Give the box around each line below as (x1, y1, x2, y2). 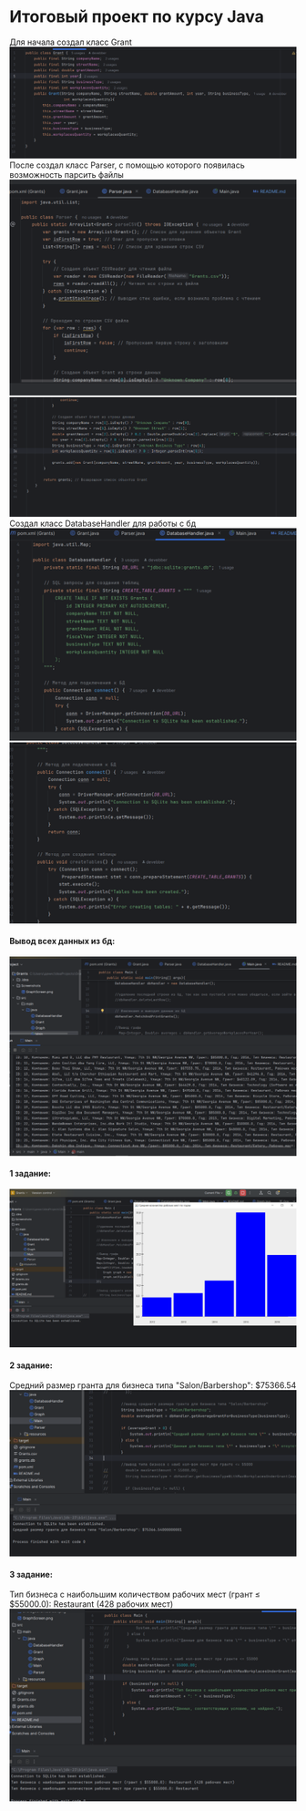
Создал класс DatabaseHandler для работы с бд (9, 518, 197, 530)
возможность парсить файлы (9, 170, 125, 180)
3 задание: (9, 1569, 53, 1579)
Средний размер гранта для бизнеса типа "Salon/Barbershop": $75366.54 (9, 1380, 297, 1391)
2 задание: (9, 1360, 53, 1371)
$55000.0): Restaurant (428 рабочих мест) (9, 1599, 174, 1610)
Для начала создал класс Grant (9, 36, 132, 47)
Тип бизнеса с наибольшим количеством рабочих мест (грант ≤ (9, 1589, 261, 1600)
